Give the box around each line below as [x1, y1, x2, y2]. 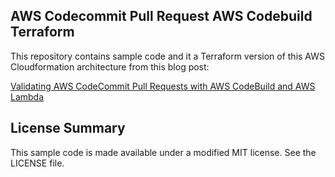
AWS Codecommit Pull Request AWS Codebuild [10, 8, 313, 25]
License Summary [10, 120, 126, 137]
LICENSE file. [10, 157, 65, 169]
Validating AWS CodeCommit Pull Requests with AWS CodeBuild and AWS [10, 80, 316, 92]
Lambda [10, 90, 45, 103]
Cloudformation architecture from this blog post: [10, 60, 210, 73]
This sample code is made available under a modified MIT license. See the [10, 146, 317, 158]
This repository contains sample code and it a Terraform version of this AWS [10, 50, 325, 62]
